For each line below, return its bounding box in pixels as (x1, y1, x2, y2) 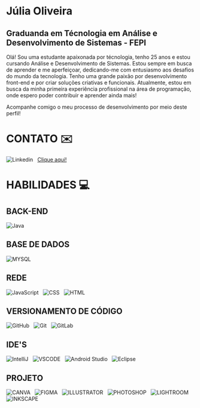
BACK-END (6, 206, 49, 216)
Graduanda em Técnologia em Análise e (6, 28, 157, 38)
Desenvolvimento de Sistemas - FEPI (6, 37, 147, 47)
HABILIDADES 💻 (6, 178, 90, 192)
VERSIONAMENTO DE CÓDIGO (6, 306, 123, 316)
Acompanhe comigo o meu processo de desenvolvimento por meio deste (6, 103, 187, 111)
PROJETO (6, 373, 44, 383)
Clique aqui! (37, 156, 67, 163)
